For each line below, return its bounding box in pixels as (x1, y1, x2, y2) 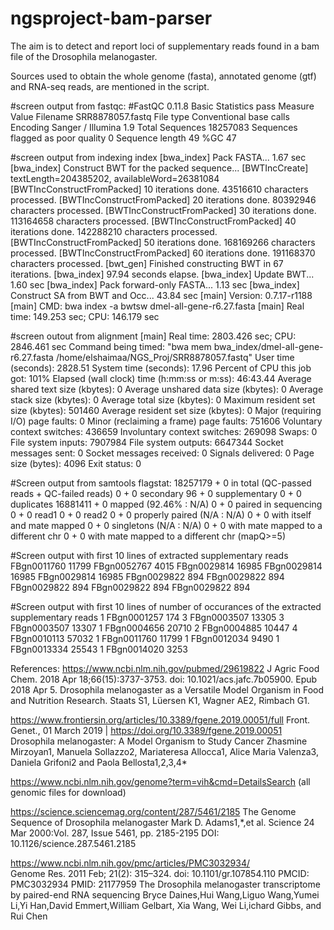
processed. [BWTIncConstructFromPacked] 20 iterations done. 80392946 (10, 193, 317, 206)
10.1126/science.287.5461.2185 (10, 837, 137, 849)
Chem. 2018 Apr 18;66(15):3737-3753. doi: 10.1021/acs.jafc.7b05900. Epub (10, 673, 318, 685)
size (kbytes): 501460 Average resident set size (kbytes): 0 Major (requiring (10, 404, 322, 416)
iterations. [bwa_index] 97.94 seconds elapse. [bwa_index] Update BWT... (10, 268, 315, 280)
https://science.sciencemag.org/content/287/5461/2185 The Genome (10, 805, 297, 817)
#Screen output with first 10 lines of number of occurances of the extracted (10, 600, 322, 612)
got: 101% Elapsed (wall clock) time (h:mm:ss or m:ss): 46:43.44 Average (10, 372, 312, 384)
